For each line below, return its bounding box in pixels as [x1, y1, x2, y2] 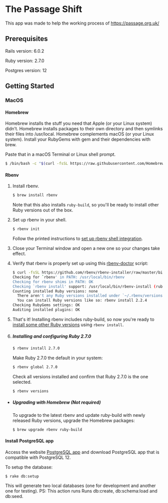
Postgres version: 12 [5, 67, 47, 73]
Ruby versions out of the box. [12, 207, 73, 213]
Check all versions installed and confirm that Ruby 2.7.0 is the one [12, 373, 148, 379]
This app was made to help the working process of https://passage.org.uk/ [5, 20, 159, 26]
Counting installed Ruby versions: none [12, 289, 98, 294]
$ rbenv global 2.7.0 [12, 364, 57, 369]
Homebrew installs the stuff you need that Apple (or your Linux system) [5, 120, 152, 126]
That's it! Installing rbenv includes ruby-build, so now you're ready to [12, 316, 154, 322]
